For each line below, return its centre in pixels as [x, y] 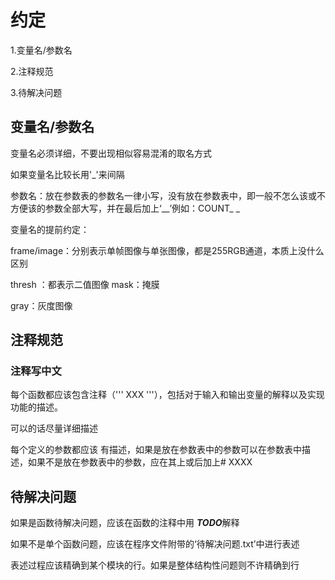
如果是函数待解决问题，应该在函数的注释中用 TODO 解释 [125, 523]
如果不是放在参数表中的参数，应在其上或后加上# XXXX [140, 462]
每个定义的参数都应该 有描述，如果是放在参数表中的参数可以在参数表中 [156, 450]
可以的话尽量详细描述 [54, 428]
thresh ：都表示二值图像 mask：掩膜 [85, 284]
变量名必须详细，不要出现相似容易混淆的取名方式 [111, 153]
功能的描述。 [36, 407]
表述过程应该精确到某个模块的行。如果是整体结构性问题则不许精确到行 [155, 565]
